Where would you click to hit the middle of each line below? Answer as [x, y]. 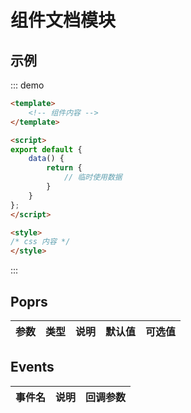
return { [64, 168]
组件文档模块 [63, 20]
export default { [46, 149]
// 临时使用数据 [93, 177]
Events [32, 367]
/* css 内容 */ [40, 242]
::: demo [27, 85]
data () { [46, 159]
